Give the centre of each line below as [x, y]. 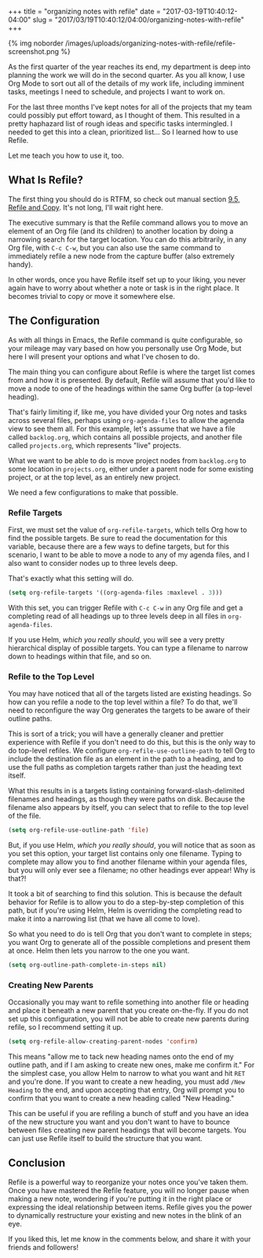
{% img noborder [36, 43]
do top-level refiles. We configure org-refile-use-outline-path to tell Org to [131, 751]
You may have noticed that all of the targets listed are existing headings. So [130, 694]
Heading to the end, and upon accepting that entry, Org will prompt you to [126, 1090]
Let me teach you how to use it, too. [66, 155]
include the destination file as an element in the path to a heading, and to [126, 759]
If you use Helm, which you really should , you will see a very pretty [117, 640]
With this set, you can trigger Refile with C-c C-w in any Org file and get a [126, 607]
